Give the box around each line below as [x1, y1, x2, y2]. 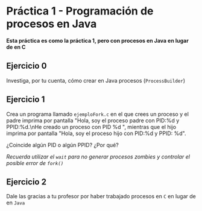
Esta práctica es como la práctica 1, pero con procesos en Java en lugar [6, 37, 189, 44]
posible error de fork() [6, 159, 64, 166]
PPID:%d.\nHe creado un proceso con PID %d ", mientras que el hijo [6, 123, 177, 130]
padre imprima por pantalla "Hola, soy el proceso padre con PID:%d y [6, 116, 180, 124]
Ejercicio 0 [6, 61, 47, 71]
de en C [6, 43, 26, 51]
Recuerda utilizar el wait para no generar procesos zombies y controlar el [6, 153, 190, 160]
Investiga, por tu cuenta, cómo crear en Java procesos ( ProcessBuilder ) [6, 77, 186, 84]
